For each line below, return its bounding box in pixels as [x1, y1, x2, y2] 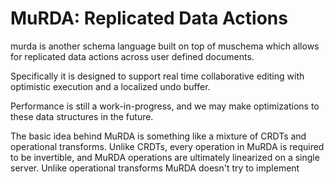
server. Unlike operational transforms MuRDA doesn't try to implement [10, 162, 300, 174]
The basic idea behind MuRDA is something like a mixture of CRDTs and [10, 130, 307, 142]
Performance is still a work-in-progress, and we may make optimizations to [10, 100, 320, 112]
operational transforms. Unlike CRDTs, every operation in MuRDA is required [10, 140, 325, 152]
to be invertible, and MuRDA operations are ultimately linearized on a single [10, 151, 320, 163]
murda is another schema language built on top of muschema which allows [10, 40, 320, 52]
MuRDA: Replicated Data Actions [10, 7, 288, 30]
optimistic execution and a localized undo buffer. [10, 80, 211, 92]
